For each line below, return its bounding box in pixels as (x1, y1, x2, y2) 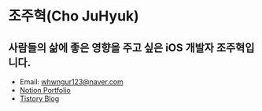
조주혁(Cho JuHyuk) (8, 7, 139, 25)
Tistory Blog (19, 94, 60, 103)
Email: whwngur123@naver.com (19, 77, 124, 87)
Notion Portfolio (19, 86, 71, 94)
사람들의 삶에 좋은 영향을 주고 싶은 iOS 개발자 (8, 41, 215, 54)
